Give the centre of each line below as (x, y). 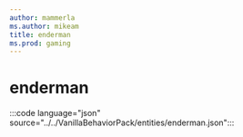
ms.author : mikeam (44, 26)
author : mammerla (42, 18)
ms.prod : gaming (40, 43)
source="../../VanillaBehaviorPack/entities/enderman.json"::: (122, 122)
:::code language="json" (55, 113)
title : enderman (40, 34)
